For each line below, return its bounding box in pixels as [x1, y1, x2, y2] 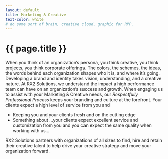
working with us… [12, 128, 50, 134]
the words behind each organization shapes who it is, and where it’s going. [5, 70, 160, 76]
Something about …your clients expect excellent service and [12, 117, 138, 123]
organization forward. [5, 148, 50, 154]
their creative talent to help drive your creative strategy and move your [5, 143, 152, 149]
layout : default [5, 7, 39, 13]
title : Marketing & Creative [5, 12, 66, 17]
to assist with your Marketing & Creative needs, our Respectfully [5, 91, 138, 98]
